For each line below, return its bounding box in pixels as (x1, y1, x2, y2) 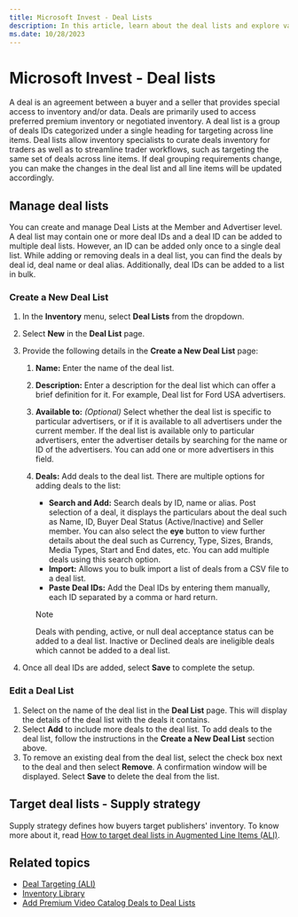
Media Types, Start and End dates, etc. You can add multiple (48, 545, 270, 556)
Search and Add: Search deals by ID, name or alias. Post (48, 498, 256, 509)
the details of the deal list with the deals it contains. (21, 714, 210, 724)
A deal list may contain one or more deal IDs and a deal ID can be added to (9, 232, 282, 242)
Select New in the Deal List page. (21, 328, 145, 339)
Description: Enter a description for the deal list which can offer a (35, 380, 277, 391)
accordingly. (9, 172, 55, 183)
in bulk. (9, 269, 36, 280)
